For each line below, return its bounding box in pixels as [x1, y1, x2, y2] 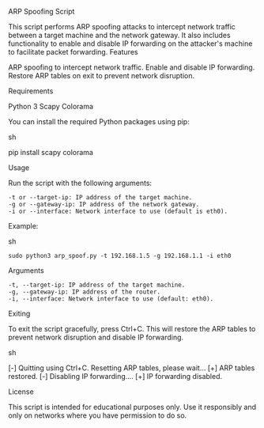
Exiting [8, 309, 31, 318]
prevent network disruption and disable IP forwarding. [8, 332, 184, 342]
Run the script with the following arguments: [8, 178, 153, 187]
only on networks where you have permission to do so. [8, 411, 187, 420]
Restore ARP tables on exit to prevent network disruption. [8, 71, 195, 80]
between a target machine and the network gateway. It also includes [8, 31, 231, 40]
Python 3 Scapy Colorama [8, 102, 93, 111]
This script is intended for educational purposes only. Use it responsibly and [8, 403, 257, 411]
